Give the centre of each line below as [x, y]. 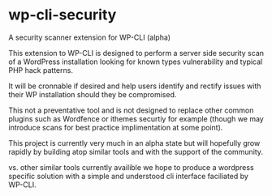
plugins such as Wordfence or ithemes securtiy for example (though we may [136, 118]
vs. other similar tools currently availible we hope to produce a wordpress [131, 167]
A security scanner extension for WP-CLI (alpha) [90, 37]
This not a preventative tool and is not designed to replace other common [131, 110]
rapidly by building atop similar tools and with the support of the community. [136, 151]
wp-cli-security [63, 15]
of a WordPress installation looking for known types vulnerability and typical [136, 62]
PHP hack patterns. [41, 70]
